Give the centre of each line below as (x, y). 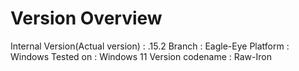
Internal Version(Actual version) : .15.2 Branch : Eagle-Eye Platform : (150, 46)
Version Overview (86, 18)
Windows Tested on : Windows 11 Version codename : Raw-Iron (141, 56)
